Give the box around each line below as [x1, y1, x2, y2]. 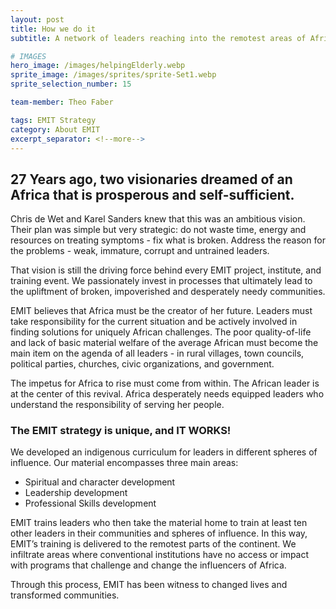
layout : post [10, 14, 65, 25]
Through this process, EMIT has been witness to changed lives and [10, 579, 288, 591]
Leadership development [24, 487, 128, 499]
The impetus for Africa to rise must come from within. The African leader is [10, 377, 320, 390]
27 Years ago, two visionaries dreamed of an [10, 171, 293, 188]
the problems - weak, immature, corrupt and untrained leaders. [10, 245, 270, 257]
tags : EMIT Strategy [10, 115, 97, 125]
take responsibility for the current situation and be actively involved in [10, 316, 298, 328]
